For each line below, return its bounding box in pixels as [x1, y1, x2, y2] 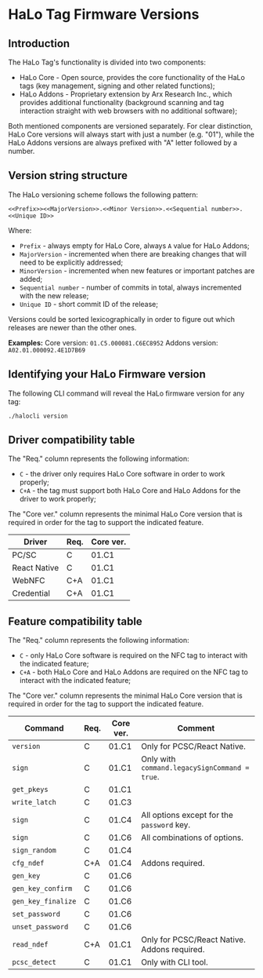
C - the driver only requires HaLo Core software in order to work [19, 469, 225, 479]
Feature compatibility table [8, 615, 142, 628]
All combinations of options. [140, 832, 244, 843]
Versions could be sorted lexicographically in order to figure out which [8, 314, 235, 323]
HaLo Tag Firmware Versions [8, 5, 200, 24]
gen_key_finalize [12, 897, 77, 906]
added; [19, 274, 43, 283]
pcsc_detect [12, 958, 57, 967]
